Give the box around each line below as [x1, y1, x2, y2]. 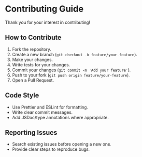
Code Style [5, 91, 39, 100]
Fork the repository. [12, 46, 52, 52]
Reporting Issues [5, 128, 57, 137]
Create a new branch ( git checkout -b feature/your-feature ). [12, 51, 138, 57]
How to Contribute [5, 33, 62, 42]
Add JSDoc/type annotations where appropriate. [12, 114, 109, 120]
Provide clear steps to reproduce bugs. [12, 146, 90, 152]
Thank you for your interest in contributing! [5, 19, 90, 25]
